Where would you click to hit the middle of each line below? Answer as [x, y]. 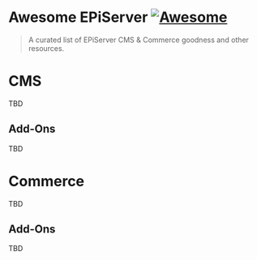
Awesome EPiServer [78, 17]
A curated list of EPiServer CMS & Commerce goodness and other [139, 40]
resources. [46, 48]
